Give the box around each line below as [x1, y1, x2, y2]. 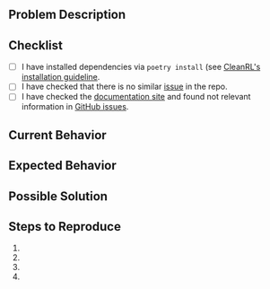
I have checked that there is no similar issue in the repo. [21, 81, 228, 92]
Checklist [8, 38, 64, 53]
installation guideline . [21, 72, 100, 83]
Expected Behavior [8, 158, 118, 173]
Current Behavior [8, 127, 107, 143]
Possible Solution [8, 188, 109, 204]
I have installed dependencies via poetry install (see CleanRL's [21, 62, 261, 73]
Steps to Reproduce [8, 219, 122, 234]
